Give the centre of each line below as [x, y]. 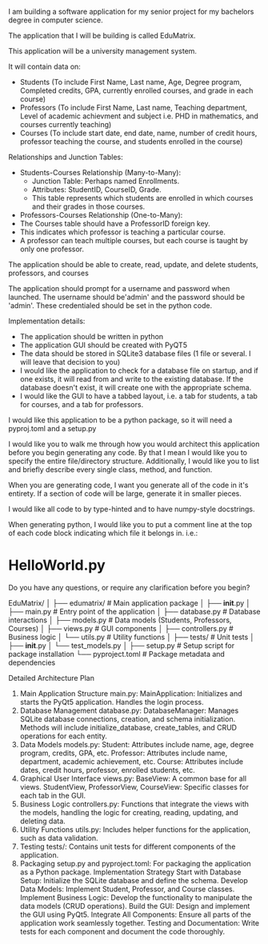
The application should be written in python [92, 336]
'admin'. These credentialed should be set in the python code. [110, 306]
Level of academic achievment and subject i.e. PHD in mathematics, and [139, 116]
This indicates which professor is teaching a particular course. [122, 232]
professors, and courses [49, 273]
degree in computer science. [56, 20]
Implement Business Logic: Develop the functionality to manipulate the [136, 897]
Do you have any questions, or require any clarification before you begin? [129, 587]
